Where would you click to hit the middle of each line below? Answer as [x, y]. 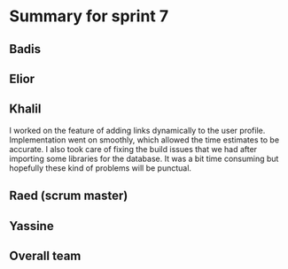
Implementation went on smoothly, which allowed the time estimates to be [144, 140]
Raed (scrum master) [69, 196]
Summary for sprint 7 [89, 16]
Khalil [25, 109]
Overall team [45, 255]
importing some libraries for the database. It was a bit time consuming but [144, 158]
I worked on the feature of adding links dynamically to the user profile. [137, 130]
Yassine [32, 226]
